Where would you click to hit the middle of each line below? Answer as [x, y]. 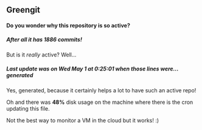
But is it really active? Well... [41, 55]
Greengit [23, 10]
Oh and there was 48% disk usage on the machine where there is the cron [100, 102]
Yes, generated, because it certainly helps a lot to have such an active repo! [101, 90]
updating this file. [28, 108]
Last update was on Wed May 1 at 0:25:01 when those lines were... [92, 69]
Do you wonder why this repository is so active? [68, 25]
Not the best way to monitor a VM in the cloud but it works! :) [83, 120]
